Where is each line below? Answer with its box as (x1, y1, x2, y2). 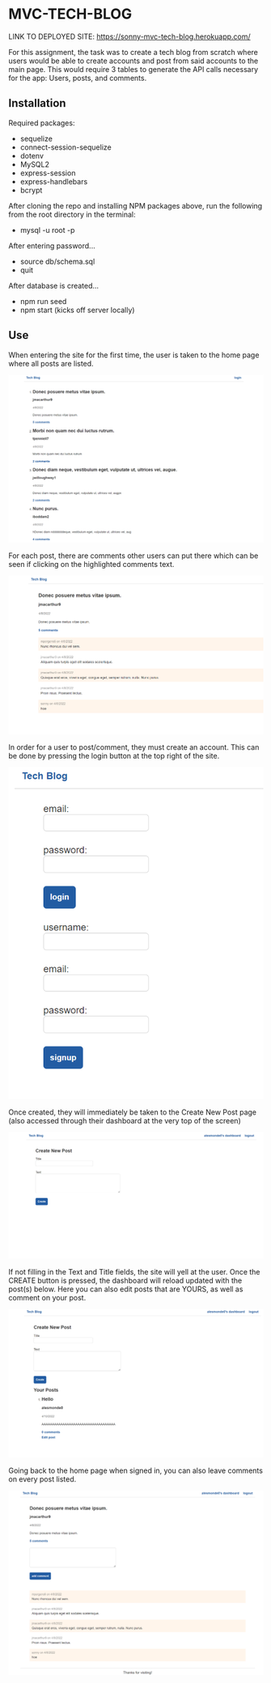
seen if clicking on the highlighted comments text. (8, 559, 175, 569)
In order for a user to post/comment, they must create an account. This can (8, 742, 260, 752)
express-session (19, 167, 76, 178)
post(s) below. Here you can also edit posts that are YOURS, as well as (8, 1284, 243, 1294)
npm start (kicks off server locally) (19, 305, 135, 315)
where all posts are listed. (8, 358, 95, 368)
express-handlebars (19, 176, 88, 186)
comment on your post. (8, 1293, 87, 1303)
